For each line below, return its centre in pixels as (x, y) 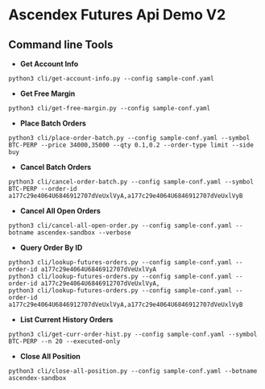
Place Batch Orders (53, 123)
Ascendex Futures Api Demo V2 (117, 15)
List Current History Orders (66, 319)
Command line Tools (61, 45)
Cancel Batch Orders (56, 167)
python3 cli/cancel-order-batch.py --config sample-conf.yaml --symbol (131, 182)
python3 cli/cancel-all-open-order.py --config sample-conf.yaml (120, 226)
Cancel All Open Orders (60, 211)
